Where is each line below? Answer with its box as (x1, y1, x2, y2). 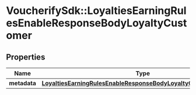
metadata (9, 79, 36, 87)
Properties (6, 52, 45, 62)
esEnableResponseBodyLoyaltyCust (6, 16, 187, 30)
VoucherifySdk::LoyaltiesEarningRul (6, 4, 187, 17)
